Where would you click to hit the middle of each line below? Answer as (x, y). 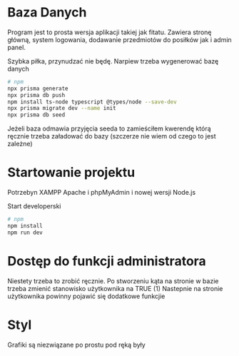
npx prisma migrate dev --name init (62, 108)
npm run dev (25, 233)
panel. (17, 47)
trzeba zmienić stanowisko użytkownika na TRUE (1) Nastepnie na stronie (115, 288)
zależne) (20, 144)
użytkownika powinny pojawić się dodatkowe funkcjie (86, 296)
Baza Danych (47, 12)
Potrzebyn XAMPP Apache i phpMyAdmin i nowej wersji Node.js (102, 193)
